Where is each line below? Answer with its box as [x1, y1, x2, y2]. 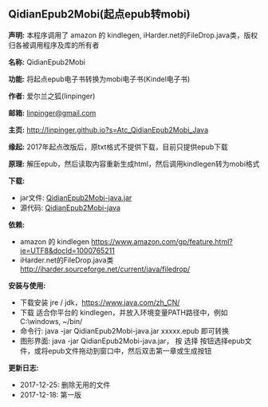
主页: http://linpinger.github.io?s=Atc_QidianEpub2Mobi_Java [8, 124, 209, 134]
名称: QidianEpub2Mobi [8, 57, 86, 66]
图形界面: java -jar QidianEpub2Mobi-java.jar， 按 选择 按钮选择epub [19, 336, 245, 346]
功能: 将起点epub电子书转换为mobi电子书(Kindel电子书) [8, 74, 191, 84]
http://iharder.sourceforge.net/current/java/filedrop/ [19, 264, 191, 274]
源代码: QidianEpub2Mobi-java [19, 203, 121, 212]
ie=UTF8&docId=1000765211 [19, 246, 116, 255]
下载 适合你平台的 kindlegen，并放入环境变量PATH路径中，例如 [19, 307, 228, 317]
